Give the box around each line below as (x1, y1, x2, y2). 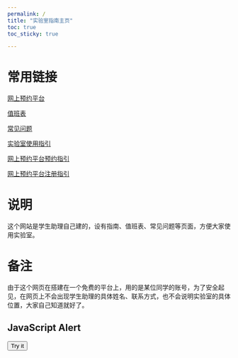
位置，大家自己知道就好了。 (7, 301, 89, 310)
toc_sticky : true (7, 30, 59, 38)
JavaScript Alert (7, 322, 81, 334)
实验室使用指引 (7, 139, 51, 148)
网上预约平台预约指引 (7, 154, 69, 163)
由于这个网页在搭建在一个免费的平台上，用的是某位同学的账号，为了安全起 (7, 283, 225, 292)
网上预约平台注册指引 (7, 170, 69, 178)
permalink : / (7, 10, 46, 18)
